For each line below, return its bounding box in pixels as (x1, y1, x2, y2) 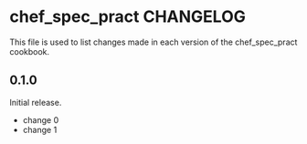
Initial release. (9, 97, 62, 108)
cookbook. (9, 46, 50, 57)
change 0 (22, 114, 59, 125)
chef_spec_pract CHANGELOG (9, 6, 247, 27)
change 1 (22, 124, 58, 135)
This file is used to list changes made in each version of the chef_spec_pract (9, 36, 298, 47)
